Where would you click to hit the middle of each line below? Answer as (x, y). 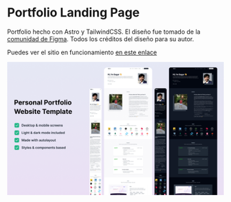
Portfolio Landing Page (73, 13)
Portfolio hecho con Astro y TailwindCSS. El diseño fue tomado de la (104, 32)
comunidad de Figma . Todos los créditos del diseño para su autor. (101, 38)
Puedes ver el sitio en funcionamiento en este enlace (82, 52)
